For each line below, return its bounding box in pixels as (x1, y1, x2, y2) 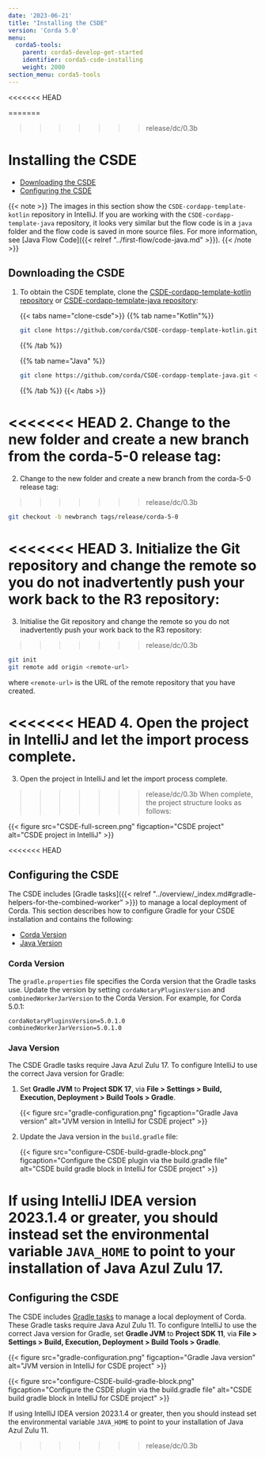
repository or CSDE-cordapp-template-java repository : (19, 295, 199, 306)
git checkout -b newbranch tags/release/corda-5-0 (8, 513, 179, 521)
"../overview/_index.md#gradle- (153, 889, 256, 899)
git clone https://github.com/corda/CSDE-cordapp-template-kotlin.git (19, 326, 258, 334)
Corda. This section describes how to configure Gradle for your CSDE (8, 906, 236, 915)
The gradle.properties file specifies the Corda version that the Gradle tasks (8, 976, 256, 985)
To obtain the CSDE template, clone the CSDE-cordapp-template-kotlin (19, 287, 252, 297)
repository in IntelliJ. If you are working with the (31, 210, 187, 219)
